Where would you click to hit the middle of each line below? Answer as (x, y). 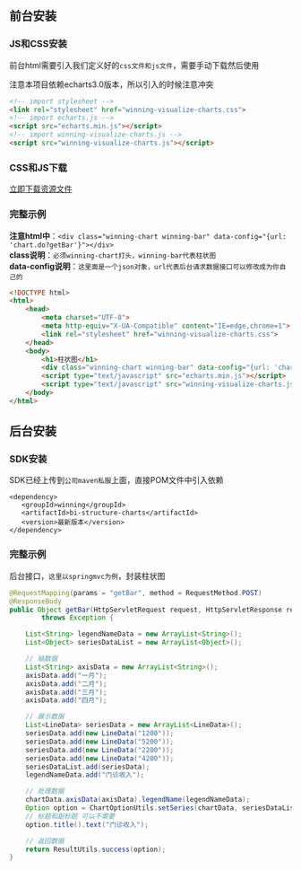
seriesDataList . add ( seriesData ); (88, 767)
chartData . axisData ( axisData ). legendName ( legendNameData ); (138, 800)
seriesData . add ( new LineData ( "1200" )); (100, 734)
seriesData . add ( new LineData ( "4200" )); (100, 758)
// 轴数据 (42, 659)
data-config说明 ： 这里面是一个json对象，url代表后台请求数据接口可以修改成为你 (144, 266)
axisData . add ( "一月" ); (66, 675)
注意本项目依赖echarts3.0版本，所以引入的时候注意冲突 (112, 84)
